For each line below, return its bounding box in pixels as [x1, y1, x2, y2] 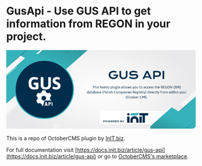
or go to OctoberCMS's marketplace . [97, 153, 189, 160]
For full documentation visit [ [6, 146, 78, 154]
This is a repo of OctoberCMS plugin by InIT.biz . [6, 135, 126, 142]
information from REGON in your [6, 17, 171, 31]
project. [6, 30, 46, 43]
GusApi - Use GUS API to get [6, 4, 151, 18]
